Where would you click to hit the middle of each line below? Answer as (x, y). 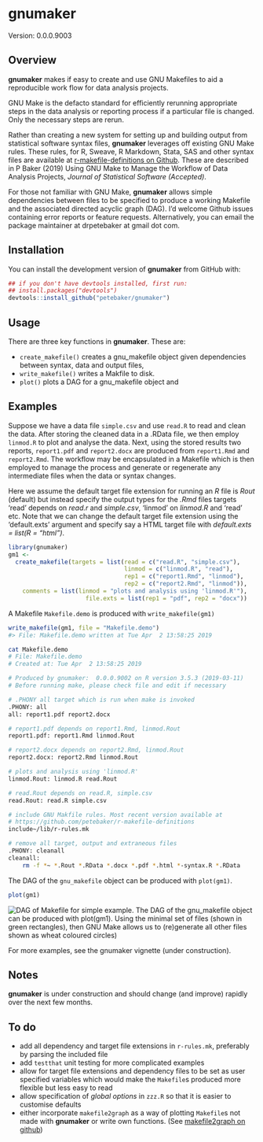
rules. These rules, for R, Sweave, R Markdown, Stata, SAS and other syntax (131, 151)
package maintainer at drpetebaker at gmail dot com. (94, 225)
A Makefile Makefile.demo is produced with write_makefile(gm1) (111, 613)
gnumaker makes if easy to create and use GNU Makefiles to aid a (116, 79)
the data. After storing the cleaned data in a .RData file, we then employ (124, 434)
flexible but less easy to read (66, 1088)
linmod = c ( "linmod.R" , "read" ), (179, 569)
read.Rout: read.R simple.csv (58, 800)
